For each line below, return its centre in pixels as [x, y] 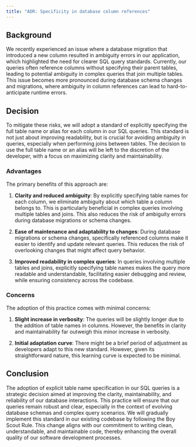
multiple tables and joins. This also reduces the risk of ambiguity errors [100, 214]
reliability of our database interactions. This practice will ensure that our [93, 400]
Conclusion [27, 374]
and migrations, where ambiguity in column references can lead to [86, 86]
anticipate [18, 93]
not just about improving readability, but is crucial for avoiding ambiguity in [96, 137]
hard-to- [177, 86]
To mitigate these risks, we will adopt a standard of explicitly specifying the [97, 125]
